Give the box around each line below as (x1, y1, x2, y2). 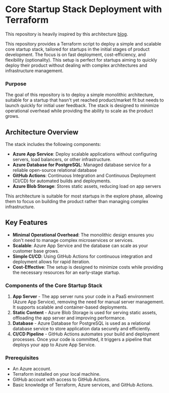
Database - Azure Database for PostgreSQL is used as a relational (12, 320, 150, 326)
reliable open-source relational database (12, 167, 97, 173)
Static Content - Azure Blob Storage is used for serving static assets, (12, 310, 157, 316)
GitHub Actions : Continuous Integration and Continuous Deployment (12, 173, 156, 179)
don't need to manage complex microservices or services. (12, 237, 134, 243)
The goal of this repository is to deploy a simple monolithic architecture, (5, 92, 155, 98)
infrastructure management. (5, 67, 64, 74)
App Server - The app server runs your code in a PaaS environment (12, 293, 154, 300)
